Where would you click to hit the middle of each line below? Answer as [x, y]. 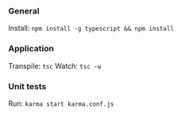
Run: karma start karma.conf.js [61, 103]
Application [31, 49]
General [24, 11]
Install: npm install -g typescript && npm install [91, 28]
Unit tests [27, 86]
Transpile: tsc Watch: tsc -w [55, 65]
